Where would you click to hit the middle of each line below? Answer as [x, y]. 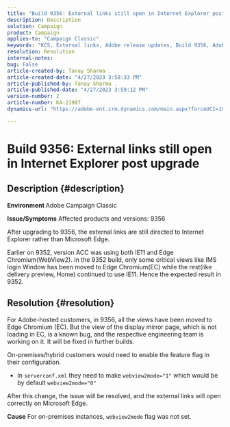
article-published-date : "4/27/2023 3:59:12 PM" [78, 90]
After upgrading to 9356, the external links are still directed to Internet [105, 232]
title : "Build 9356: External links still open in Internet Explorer [108, 13]
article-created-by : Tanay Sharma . [59, 71]
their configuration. [34, 362]
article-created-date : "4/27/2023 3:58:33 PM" [75, 77]
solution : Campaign [35, 26]
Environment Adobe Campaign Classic [62, 205]
